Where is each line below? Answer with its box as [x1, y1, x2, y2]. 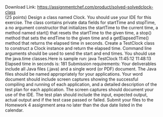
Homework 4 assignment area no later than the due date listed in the [5, 102, 143, 108]
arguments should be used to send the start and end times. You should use [5, 50, 156, 56]
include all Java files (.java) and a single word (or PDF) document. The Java [5, 66, 157, 72]
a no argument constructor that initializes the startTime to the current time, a [5, 25, 158, 31]
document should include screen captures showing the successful [5, 76, 139, 82]
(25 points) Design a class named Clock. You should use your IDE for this [5, 15, 152, 20]
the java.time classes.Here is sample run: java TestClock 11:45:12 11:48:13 [5, 56, 152, 61]
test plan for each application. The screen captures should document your [5, 87, 154, 92]
